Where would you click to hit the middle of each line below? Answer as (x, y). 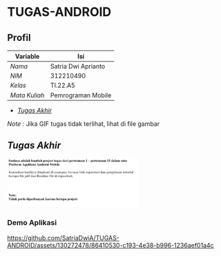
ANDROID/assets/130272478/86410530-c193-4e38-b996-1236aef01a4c (110, 245)
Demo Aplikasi (32, 223)
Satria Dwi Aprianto (78, 66)
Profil (19, 38)
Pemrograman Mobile (81, 95)
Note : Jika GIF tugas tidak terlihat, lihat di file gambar (84, 124)
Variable (27, 56)
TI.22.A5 (63, 85)
